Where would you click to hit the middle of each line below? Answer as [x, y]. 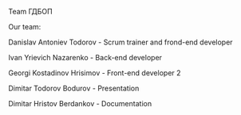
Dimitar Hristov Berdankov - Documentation [80, 103]
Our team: [25, 27]
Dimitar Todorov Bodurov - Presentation [74, 88]
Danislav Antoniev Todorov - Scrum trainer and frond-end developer [120, 42]
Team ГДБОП [31, 11]
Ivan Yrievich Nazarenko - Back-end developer [85, 57]
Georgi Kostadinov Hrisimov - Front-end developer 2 [95, 73]
